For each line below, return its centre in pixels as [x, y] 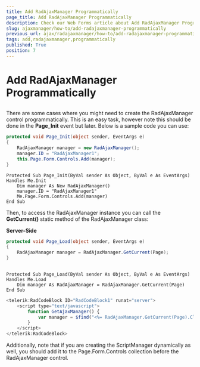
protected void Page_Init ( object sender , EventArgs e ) [76, 137]
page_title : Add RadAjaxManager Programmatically [69, 17]
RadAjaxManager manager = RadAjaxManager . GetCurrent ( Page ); [93, 252]
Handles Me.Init [26, 181]
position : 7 [21, 51]
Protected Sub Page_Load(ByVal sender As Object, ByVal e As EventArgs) [98, 274]
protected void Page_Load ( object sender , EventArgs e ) [76, 241]
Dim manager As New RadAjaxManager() [64, 186]
